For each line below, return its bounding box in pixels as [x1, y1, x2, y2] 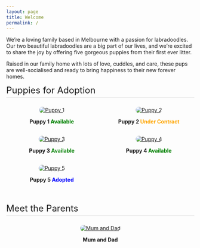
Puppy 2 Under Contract [118, 118, 180, 125]
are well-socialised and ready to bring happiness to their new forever [6, 67, 176, 74]
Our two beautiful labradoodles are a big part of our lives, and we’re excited [6, 42, 192, 49]
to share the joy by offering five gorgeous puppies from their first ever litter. [6, 49, 192, 56]
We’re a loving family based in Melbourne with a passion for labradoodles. [6, 36, 189, 44]
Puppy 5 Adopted [29, 176, 74, 184]
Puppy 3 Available [29, 147, 75, 154]
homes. [6, 73, 25, 80]
